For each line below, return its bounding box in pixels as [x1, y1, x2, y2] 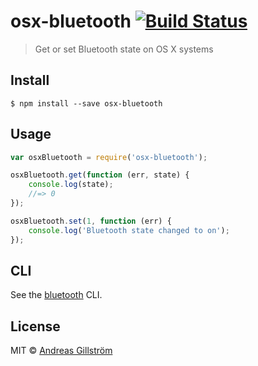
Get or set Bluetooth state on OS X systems [34, 43, 214, 55]
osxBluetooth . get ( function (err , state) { [10, 170, 190, 180]
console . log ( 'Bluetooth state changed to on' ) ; [28, 225, 230, 235]
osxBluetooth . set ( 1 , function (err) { [10, 216, 172, 226]
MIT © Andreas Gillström [10, 345, 113, 357]
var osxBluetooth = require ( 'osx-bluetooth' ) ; [10, 152, 208, 162]
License [10, 318, 61, 335]
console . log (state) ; [28, 180, 114, 190]
